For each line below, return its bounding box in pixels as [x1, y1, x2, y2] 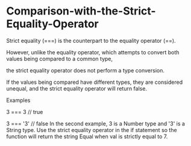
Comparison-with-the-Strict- [6, 4, 156, 18]
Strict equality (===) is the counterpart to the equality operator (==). [6, 37, 176, 44]
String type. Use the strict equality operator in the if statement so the [6, 126, 177, 133]
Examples [6, 97, 31, 104]
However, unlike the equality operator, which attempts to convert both [6, 48, 180, 56]
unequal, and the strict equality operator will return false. [6, 84, 148, 92]
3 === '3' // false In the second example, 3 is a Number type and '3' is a [6, 119, 186, 127]
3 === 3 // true [6, 108, 43, 115]
